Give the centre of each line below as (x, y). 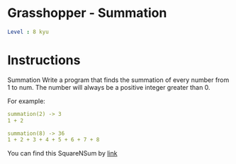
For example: (27, 101)
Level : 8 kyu (28, 32)
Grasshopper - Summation (87, 13)
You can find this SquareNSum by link (62, 153)
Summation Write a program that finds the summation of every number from (118, 80)
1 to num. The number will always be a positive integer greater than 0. (109, 87)
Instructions (44, 60)
